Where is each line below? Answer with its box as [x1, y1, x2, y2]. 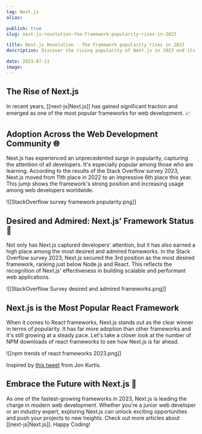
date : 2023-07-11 [6, 59, 50, 65]
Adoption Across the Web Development [6, 129, 158, 139]
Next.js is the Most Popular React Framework [6, 303, 180, 313]
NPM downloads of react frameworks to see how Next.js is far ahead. [6, 338, 179, 345]
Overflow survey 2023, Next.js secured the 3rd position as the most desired [6, 254, 195, 262]
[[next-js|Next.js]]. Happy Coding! [6, 421, 90, 428]
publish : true [6, 25, 42, 31]
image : [6, 64, 23, 70]
